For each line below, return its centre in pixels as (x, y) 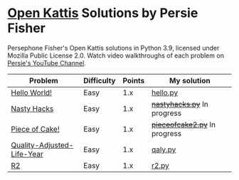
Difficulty (100, 80)
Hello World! (31, 92)
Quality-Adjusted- (42, 145)
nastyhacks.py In (180, 104)
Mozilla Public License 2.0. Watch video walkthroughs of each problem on (116, 55)
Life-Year (27, 154)
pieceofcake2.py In (184, 125)
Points (134, 80)
